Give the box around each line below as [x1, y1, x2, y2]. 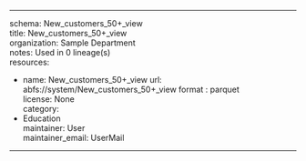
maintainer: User [22, 123, 86, 133]
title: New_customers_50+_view [9, 28, 127, 38]
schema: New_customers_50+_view [9, 18, 143, 28]
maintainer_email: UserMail [22, 133, 125, 143]
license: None [22, 94, 75, 105]
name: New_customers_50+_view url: [22, 75, 162, 85]
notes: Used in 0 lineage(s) [9, 47, 111, 57]
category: [22, 104, 59, 114]
